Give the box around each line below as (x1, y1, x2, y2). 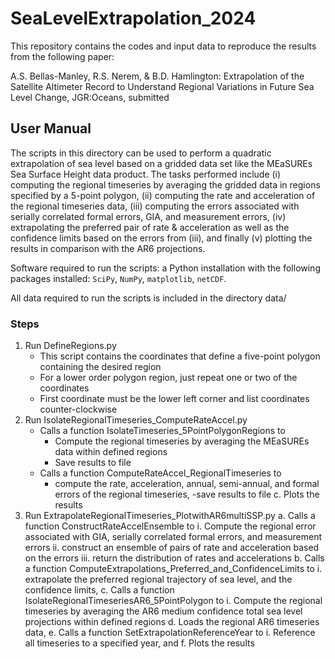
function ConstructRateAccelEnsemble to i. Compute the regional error (24, 520, 317, 532)
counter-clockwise (39, 403, 118, 416)
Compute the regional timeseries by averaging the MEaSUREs (54, 435, 310, 447)
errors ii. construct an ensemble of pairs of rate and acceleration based (24, 542, 320, 554)
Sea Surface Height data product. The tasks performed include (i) (10, 168, 282, 180)
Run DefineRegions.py (24, 340, 117, 352)
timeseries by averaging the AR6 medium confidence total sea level (24, 605, 303, 617)
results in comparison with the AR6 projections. (10, 242, 206, 254)
